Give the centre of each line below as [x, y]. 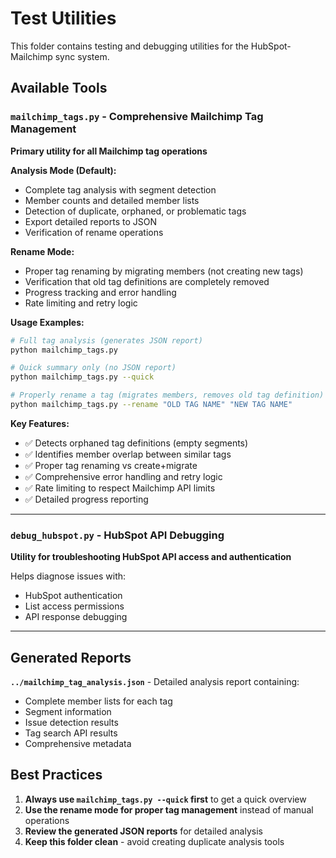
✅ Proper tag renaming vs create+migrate [111, 465]
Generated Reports [71, 657]
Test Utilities [63, 18]
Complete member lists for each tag [98, 701]
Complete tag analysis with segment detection [120, 189]
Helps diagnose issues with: [68, 576]
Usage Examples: [47, 322]
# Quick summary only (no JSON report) [93, 368]
